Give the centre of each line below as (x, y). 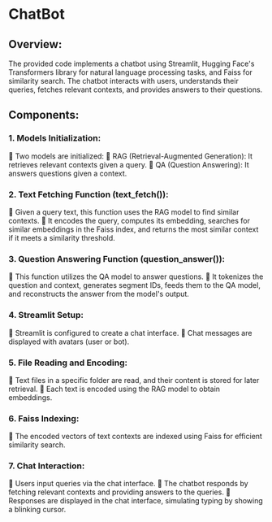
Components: (44, 115)
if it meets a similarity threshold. (62, 237)
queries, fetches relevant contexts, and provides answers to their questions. (136, 89)
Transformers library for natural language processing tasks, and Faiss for (131, 72)
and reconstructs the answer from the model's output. (99, 294)
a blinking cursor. (37, 510)
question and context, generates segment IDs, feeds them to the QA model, (135, 285)
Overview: (35, 44)
